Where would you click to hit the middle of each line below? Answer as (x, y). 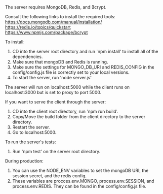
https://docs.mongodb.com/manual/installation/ (54, 22)
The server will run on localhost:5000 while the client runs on (67, 87)
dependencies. (27, 57)
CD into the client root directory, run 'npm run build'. (65, 111)
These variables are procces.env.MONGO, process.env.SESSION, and (83, 181)
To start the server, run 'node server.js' (52, 78)
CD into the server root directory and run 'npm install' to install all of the (85, 51)
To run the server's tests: (31, 142)
